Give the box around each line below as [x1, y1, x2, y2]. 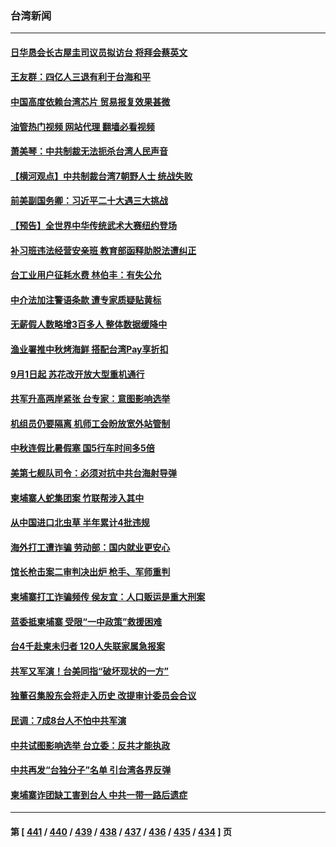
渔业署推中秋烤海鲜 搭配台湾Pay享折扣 [10, 343, 169, 356]
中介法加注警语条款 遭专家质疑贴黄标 [10, 293, 162, 306]
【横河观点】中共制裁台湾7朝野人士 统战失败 [10, 170, 193, 182]
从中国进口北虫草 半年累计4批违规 [10, 517, 150, 529]
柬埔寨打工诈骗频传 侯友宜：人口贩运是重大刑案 [10, 590, 206, 602]
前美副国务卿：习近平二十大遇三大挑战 [10, 195, 168, 207]
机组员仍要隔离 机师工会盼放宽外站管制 [10, 417, 171, 429]
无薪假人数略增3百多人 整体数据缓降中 [10, 318, 168, 331]
